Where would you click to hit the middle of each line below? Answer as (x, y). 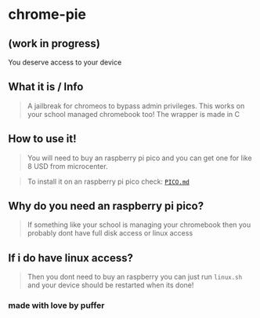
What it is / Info (46, 87)
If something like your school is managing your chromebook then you (139, 225)
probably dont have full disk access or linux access (110, 233)
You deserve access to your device (65, 62)
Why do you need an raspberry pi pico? (106, 206)
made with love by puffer (56, 305)
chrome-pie (47, 15)
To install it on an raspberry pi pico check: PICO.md (108, 181)
